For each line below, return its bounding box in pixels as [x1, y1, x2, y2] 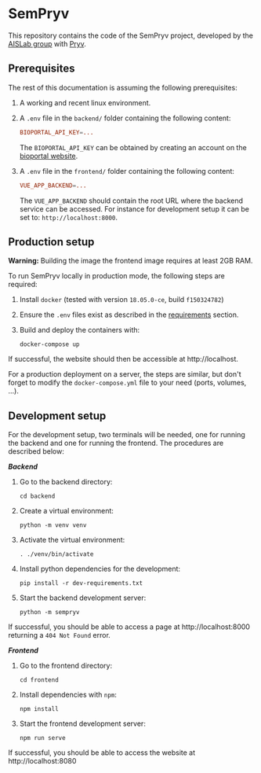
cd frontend [19, 676, 59, 684]
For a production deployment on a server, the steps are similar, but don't [8, 370, 241, 379]
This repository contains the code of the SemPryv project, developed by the [8, 31, 253, 40]
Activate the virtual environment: [19, 536, 125, 545]
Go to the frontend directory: [19, 661, 112, 671]
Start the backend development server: [19, 593, 147, 602]
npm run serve [19, 734, 66, 742]
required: [8, 280, 38, 289]
